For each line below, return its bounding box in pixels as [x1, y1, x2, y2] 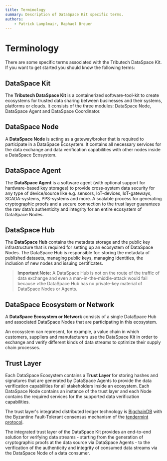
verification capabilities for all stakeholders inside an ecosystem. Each [5, 383, 150, 389]
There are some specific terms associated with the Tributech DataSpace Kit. [5, 59, 162, 65]
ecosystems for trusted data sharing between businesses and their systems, [5, 98, 163, 103]
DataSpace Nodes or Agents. [17, 286, 78, 292]
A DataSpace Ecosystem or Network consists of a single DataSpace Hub [5, 314, 157, 320]
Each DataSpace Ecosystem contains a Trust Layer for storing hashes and [5, 373, 159, 379]
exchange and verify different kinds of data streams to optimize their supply [5, 339, 161, 345]
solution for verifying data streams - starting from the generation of [5, 434, 144, 440]
